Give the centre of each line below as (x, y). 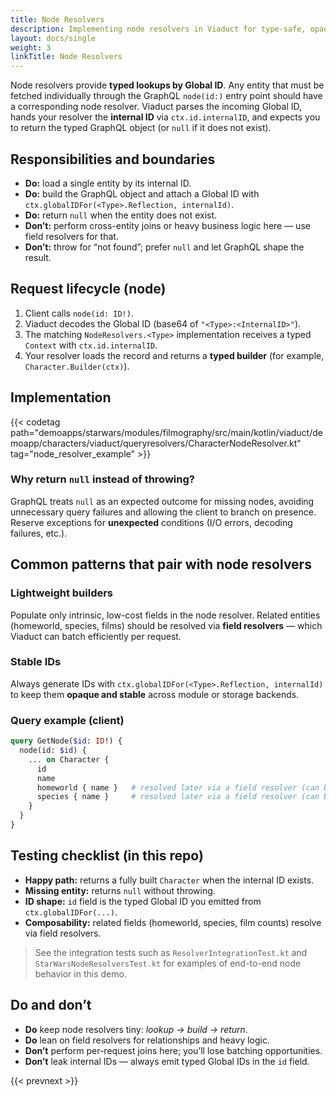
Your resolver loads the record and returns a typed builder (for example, (174, 355)
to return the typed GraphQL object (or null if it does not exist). (141, 128)
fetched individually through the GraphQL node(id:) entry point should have (166, 96)
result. (38, 257)
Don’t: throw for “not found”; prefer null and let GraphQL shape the (164, 247)
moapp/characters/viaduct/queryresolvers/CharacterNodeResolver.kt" (156, 443)
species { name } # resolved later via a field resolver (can (178, 797)
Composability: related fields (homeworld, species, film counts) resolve (173, 922)
